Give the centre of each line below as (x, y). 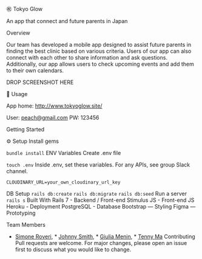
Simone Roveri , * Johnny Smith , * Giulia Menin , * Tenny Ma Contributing (105, 237)
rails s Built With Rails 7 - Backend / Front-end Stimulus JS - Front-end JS (100, 200)
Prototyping (21, 213)
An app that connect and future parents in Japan (67, 21)
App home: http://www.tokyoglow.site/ (54, 106)
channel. (17, 171)
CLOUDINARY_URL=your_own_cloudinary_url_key (63, 182)
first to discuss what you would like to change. (73, 249)
